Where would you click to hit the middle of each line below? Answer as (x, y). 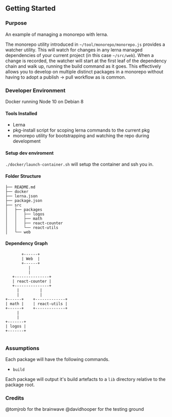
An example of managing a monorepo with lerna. (57, 34)
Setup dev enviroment (30, 153)
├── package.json (24, 201)
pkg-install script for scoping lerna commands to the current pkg (81, 130)
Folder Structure (23, 176)
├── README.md (21, 187)
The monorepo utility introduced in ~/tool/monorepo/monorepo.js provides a (85, 44)
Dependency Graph (26, 243)
